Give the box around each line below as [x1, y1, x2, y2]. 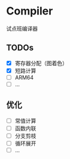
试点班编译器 [6, 25, 38, 32]
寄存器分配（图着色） [14, 59, 68, 67]
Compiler [6, 4, 53, 18]
